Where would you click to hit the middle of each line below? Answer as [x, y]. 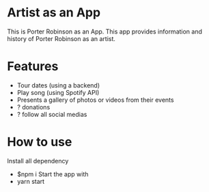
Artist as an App [54, 13]
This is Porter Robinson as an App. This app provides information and [105, 31]
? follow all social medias [52, 114]
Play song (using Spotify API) [58, 92]
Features [33, 67]
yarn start [31, 181]
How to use [40, 142]
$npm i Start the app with [53, 174]
